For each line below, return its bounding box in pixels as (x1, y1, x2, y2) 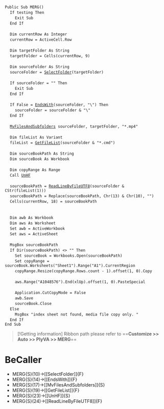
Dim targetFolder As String (9, 48, 69, 53)
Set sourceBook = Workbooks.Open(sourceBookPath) (14, 253, 123, 258)
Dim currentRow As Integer (9, 32, 67, 37)
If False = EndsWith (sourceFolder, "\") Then (9, 102, 108, 107)
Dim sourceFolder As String (9, 64, 69, 69)
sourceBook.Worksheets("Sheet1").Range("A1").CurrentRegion (5, 263, 136, 268)
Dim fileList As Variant (9, 135, 63, 140)
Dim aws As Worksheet (9, 221, 56, 226)
